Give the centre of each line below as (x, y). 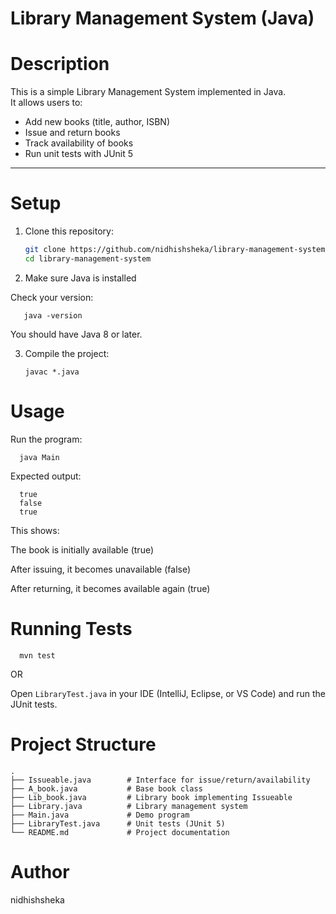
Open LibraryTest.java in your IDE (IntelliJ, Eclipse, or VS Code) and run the (168, 693)
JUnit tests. (34, 704)
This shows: (35, 530)
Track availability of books (79, 143)
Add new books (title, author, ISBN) (97, 122)
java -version (53, 315)
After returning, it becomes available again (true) (110, 588)
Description (60, 64)
